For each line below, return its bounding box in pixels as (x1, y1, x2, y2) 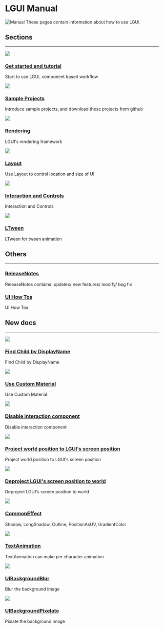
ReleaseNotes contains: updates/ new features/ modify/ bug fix (5, 281, 132, 287)
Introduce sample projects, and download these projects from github (5, 106, 143, 112)
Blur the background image (5, 586, 60, 592)
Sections (5, 33, 33, 41)
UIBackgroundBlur (5, 575, 50, 582)
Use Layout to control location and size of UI (5, 171, 95, 177)
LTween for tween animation (5, 236, 62, 242)
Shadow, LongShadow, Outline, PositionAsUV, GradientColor (5, 521, 127, 527)
